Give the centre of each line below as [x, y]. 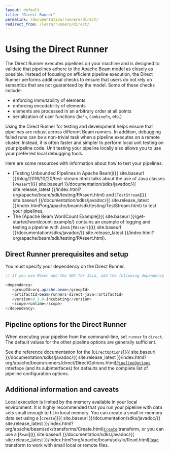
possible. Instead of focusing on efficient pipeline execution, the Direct [79, 74]
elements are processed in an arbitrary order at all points [72, 111]
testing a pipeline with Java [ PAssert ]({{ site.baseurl [67, 228]
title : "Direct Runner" [30, 15]
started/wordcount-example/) [44, 222]
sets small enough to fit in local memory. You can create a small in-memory [84, 412]
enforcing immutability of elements [49, 100]
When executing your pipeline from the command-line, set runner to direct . [84, 336]
